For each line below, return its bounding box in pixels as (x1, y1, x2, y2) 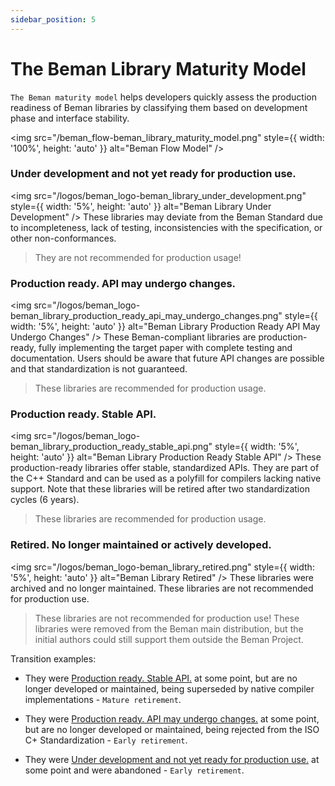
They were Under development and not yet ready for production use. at (24, 753, 320, 765)
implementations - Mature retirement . (24, 693, 182, 705)
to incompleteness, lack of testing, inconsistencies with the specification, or (10, 221, 323, 233)
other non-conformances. (10, 232, 117, 244)
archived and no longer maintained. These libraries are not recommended (10, 582, 314, 594)
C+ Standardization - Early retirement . (24, 734, 188, 746)
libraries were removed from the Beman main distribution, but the (34, 622, 304, 635)
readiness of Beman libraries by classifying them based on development (10, 101, 308, 113)
